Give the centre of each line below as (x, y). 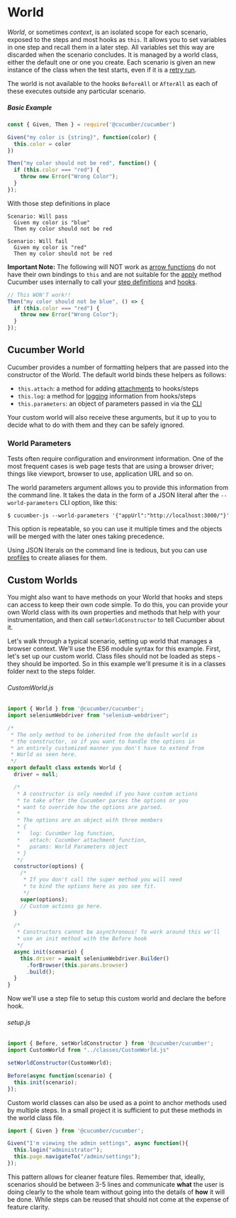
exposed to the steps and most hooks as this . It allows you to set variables (117, 39)
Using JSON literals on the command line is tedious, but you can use (107, 550)
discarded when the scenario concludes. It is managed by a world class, (113, 55)
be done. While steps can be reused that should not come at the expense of (118, 1199)
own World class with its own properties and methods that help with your (114, 612)
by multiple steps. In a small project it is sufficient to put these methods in (115, 1110)
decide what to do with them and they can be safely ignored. (96, 425)
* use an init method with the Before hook (82, 939)
